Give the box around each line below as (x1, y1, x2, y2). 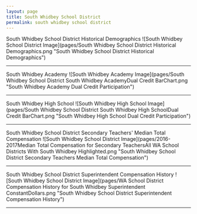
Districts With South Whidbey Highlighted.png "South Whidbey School (6, 148, 176, 155)
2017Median (6, 141, 36, 149)
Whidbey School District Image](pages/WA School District (23, 177, 164, 184)
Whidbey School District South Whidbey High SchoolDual (40, 106, 179, 113)
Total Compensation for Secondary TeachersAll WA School (36, 141, 179, 149)
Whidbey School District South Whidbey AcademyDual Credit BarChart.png (6, 77, 188, 84)
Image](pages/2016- (121, 136, 171, 143)
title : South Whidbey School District (6, 14, 101, 20)
